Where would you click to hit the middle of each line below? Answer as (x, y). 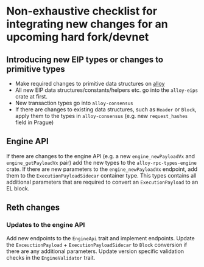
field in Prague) (34, 122)
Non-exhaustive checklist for (82, 11)
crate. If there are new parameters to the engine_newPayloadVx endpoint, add (102, 169)
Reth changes (33, 208)
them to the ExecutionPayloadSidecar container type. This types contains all (101, 175)
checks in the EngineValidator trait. (51, 257)
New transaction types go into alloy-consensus (74, 103)
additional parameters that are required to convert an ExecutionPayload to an (102, 182)
